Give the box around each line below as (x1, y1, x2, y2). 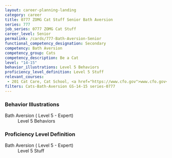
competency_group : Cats (5, 50, 56, 55)
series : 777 (5, 22, 30, 27)
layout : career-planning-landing (5, 7, 77, 13)
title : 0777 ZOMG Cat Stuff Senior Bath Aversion (5, 17, 113, 22)
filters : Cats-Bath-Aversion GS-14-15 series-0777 (5, 84, 116, 89)
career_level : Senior (5, 31, 51, 36)
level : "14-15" (5, 60, 37, 65)
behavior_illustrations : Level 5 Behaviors (5, 65, 100, 70)
